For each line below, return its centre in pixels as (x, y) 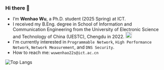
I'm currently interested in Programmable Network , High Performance (82, 42)
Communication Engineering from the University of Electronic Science (86, 29)
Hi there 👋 (18, 8)
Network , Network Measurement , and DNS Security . (64, 47)
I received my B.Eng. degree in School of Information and (72, 24)
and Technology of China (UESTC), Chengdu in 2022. (69, 36)
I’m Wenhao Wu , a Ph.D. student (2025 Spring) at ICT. (69, 19)
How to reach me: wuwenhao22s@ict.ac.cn (55, 52)
